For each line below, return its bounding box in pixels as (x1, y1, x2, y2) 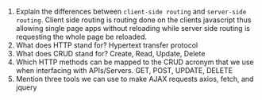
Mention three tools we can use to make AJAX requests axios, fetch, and (15, 75, 254, 83)
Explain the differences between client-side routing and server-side (15, 7, 247, 16)
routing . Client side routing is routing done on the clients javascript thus (15, 15, 252, 25)
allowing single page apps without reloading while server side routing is (15, 24, 250, 33)
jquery (15, 83, 37, 92)
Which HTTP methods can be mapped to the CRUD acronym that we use (15, 57, 254, 67)
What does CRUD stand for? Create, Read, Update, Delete (15, 49, 206, 58)
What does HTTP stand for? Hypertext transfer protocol (15, 40, 198, 50)
